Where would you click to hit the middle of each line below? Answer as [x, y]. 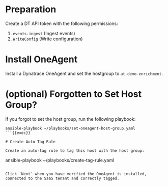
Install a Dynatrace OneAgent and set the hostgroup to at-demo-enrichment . [84, 73]
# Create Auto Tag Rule [31, 142]
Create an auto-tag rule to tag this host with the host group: [75, 151]
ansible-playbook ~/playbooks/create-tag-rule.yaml [60, 160]
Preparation [31, 9]
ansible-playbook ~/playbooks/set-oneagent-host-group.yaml [71, 128]
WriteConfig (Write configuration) [48, 39]
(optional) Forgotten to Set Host [73, 94]
